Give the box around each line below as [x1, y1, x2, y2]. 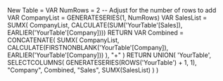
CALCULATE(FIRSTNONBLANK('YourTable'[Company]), [7, 44, 169, 51]
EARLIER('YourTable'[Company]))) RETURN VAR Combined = [7, 28, 184, 37]
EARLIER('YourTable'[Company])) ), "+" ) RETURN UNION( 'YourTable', [7, 51, 212, 59]
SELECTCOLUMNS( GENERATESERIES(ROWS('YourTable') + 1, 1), [7, 58, 197, 66]
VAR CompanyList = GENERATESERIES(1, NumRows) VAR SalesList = [7, 13, 208, 22]
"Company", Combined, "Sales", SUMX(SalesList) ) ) [7, 66, 159, 74]
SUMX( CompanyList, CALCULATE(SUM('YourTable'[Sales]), [7, 21, 183, 29]
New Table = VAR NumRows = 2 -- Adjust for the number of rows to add [7, 6, 217, 14]
